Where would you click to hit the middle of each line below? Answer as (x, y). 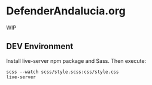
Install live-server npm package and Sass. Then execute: (76, 60)
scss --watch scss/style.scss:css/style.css (63, 72)
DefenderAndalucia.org (66, 11)
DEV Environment (40, 46)
